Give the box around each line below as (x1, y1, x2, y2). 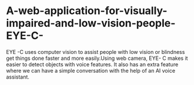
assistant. (6, 73, 29, 80)
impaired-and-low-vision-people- (6, 16, 176, 30)
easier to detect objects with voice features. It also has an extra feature (6, 60, 179, 68)
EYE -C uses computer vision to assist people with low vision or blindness (6, 48, 185, 55)
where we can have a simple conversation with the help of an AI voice (6, 67, 175, 74)
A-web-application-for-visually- (6, 4, 168, 18)
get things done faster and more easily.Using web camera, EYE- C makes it (6, 55, 188, 62)
